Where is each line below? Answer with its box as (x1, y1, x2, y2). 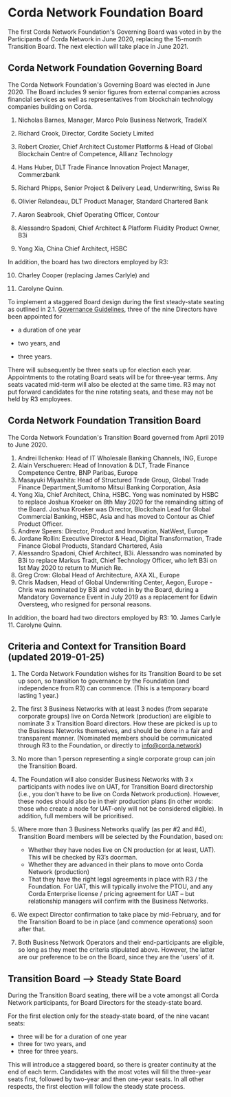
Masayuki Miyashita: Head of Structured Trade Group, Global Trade (17, 476, 209, 484)
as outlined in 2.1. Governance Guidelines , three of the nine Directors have (8, 305, 218, 313)
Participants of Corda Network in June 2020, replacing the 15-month (8, 34, 202, 43)
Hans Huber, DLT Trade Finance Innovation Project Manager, (17, 163, 190, 171)
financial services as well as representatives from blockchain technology (8, 95, 214, 103)
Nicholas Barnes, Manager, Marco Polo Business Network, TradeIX (17, 116, 207, 124)
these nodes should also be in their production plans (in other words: (17, 797, 213, 806)
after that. (17, 925, 46, 933)
